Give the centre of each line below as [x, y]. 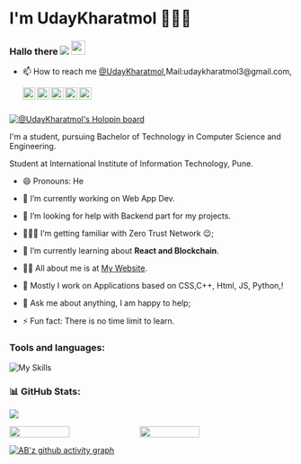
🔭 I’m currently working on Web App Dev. [98, 199]
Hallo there [34, 51]
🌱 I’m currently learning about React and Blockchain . [121, 251]
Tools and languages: [57, 348]
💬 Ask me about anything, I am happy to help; [106, 303]
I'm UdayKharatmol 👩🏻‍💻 [100, 18]
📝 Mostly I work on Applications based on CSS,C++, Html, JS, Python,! [153, 286]
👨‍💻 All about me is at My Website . [85, 268]
